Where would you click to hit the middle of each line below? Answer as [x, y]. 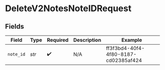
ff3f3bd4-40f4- [125, 48]
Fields [15, 26]
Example [132, 40]
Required [58, 40]
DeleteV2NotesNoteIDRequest [68, 9]
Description [87, 40]
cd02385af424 [124, 60]
